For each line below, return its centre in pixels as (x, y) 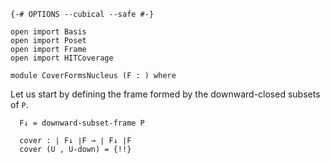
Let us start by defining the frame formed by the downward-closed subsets (165, 94)
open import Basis (48, 32)
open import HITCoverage (62, 58)
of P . (19, 104)
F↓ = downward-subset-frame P (82, 123)
